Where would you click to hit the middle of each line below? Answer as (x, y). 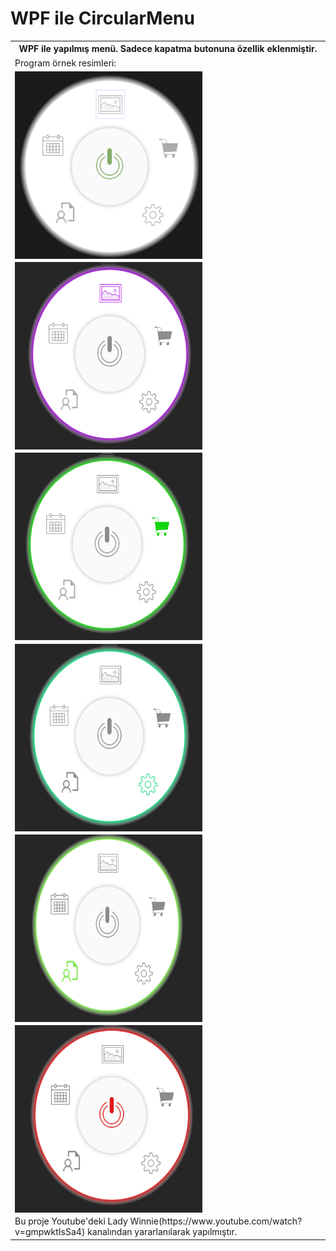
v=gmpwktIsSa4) (50, 1232)
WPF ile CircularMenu (102, 18)
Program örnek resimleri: (65, 63)
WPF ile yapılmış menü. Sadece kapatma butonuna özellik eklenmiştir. (168, 49)
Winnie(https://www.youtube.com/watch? (216, 1221)
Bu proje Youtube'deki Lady (71, 1221)
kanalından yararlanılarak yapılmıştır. (162, 1232)
